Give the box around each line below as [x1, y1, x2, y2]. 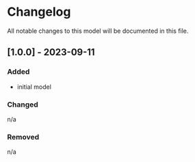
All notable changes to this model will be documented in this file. [7, 27, 189, 35]
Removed [7, 132, 40, 141]
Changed [7, 100, 39, 109]
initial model [16, 83, 51, 91]
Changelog [7, 4, 71, 20]
